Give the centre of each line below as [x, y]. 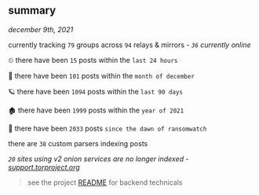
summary [32, 11]
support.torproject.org [44, 167]
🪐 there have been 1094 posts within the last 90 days [95, 91]
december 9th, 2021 [41, 29]
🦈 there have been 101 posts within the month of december [101, 75]
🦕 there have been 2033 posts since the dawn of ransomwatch [108, 128]
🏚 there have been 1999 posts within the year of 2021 [96, 110]
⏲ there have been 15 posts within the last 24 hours [93, 60]
